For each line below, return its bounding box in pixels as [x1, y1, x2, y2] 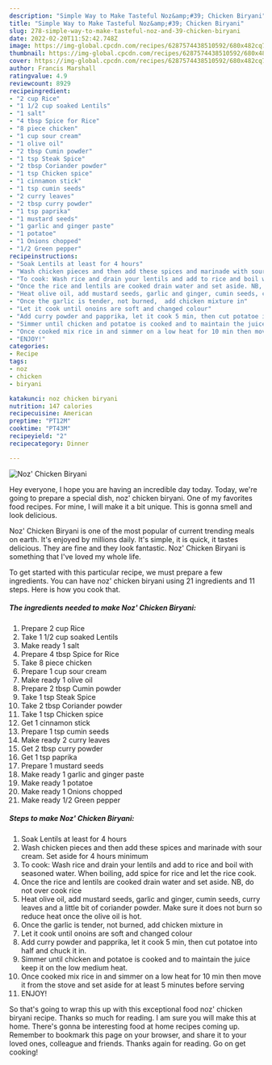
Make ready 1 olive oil [20, 675, 94, 684]
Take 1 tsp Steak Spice [20, 692, 96, 701]
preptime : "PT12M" [9, 417, 71, 425]
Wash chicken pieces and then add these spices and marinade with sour [20, 842, 262, 852]
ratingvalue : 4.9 [9, 72, 68, 80]
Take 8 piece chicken [20, 658, 92, 667]
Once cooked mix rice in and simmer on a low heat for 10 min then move [20, 971, 262, 981]
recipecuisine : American [9, 410, 93, 418]
